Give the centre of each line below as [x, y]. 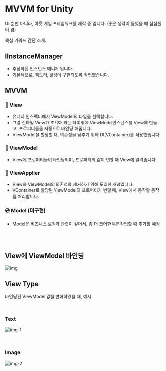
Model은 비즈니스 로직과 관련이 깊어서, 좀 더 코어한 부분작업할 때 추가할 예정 [86, 224]
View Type [22, 284]
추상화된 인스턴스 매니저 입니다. [43, 68]
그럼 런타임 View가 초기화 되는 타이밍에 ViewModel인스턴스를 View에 [80, 123]
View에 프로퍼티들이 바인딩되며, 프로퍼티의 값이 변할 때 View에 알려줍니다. [84, 159]
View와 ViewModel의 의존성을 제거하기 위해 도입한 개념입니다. [73, 184]
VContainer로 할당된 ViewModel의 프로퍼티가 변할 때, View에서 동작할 [81, 190]
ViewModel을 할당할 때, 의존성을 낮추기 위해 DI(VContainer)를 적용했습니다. [86, 135]
